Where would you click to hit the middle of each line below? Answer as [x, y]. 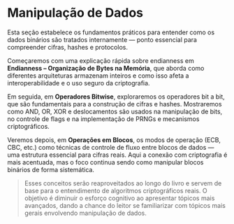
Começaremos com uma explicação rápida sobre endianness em [101, 60]
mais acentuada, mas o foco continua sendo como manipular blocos [105, 162]
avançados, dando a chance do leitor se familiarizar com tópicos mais [125, 205]
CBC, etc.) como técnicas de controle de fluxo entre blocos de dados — [111, 147]
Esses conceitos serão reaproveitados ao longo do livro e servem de [123, 183]
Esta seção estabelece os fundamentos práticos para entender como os [111, 32]
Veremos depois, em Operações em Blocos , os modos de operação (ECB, [114, 140]
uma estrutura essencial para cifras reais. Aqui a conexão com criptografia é [117, 155]
